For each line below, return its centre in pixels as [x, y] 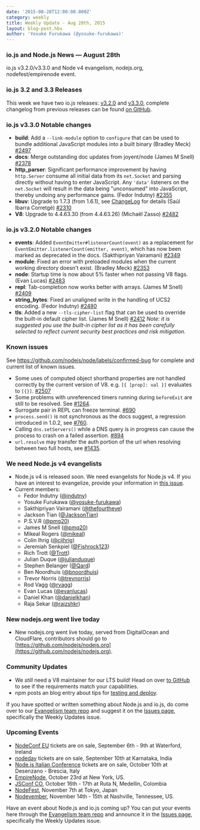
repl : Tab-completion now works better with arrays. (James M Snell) [99, 287]
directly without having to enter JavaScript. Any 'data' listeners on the [102, 183]
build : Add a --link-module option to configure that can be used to [97, 138]
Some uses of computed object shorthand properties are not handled [100, 378]
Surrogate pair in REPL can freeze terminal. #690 [75, 410]
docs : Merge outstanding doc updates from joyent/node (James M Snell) [104, 157]
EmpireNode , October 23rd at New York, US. [70, 777]
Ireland [23, 752]
